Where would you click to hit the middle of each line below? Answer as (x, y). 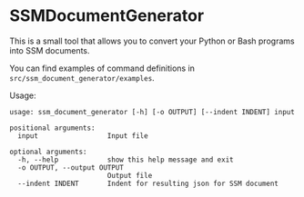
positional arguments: (52, 128)
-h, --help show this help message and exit (126, 160)
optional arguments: (49, 152)
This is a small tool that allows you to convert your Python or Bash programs (152, 41)
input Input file (83, 136)
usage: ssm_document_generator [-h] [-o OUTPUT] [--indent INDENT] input (152, 112)
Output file (130, 175)
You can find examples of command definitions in (102, 68)
